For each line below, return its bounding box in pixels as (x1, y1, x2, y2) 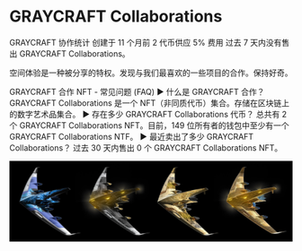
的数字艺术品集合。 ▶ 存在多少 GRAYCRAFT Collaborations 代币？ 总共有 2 (9, 108, 288, 119)
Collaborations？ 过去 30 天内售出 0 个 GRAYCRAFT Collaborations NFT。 (9, 142, 283, 153)
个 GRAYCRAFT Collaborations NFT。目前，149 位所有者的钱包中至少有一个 (9, 119, 289, 131)
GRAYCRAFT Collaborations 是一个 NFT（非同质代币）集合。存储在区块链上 (9, 97, 290, 108)
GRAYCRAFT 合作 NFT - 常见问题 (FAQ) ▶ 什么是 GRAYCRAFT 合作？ (9, 86, 265, 97)
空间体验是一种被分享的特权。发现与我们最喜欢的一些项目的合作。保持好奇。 (9, 67, 293, 78)
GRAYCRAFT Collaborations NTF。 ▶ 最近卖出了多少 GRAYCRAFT (9, 131, 254, 142)
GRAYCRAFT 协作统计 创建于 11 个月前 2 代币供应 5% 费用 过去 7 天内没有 (9, 37, 282, 48)
